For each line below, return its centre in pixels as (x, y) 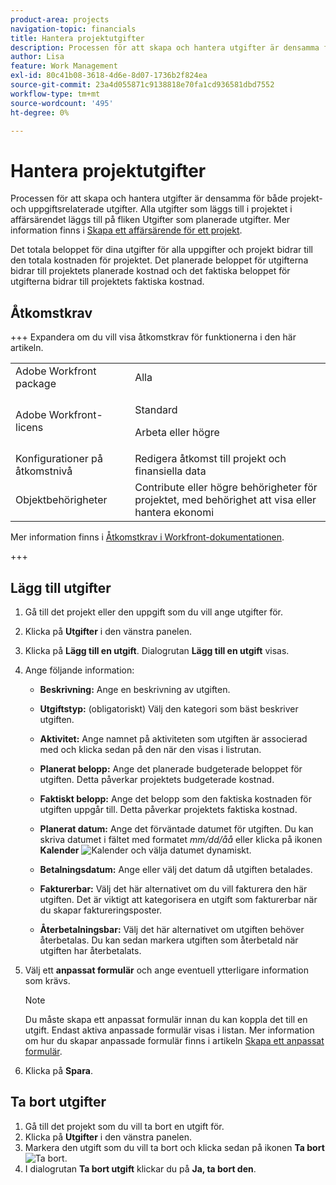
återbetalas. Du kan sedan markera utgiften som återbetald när (169, 940)
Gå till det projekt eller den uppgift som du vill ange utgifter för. (153, 612)
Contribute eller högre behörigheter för (226, 488)
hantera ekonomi (174, 513)
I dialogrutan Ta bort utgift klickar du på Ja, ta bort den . (140, 1168)
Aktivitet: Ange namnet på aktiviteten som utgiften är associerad (173, 738)
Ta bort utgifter (58, 1102)
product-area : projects (60, 19)
